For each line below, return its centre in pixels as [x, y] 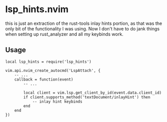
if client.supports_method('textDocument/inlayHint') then [87, 97]
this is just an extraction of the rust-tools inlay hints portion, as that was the [84, 23]
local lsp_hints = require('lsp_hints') [49, 62]
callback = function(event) [44, 79]
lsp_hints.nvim [37, 9]
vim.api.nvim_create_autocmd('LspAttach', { [53, 70]
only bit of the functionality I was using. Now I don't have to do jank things [82, 28]
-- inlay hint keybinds [57, 101]
